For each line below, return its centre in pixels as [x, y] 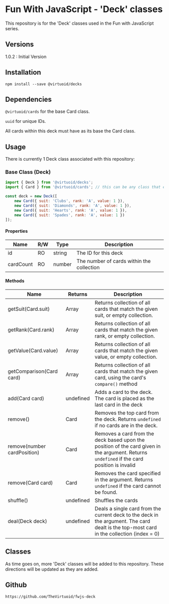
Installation [23, 72]
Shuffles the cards [116, 500]
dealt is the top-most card [126, 527]
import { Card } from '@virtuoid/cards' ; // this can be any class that [83, 187]
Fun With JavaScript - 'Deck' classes [84, 9]
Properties [17, 231]
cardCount [20, 264]
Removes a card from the [124, 433]
